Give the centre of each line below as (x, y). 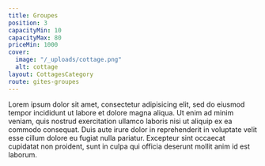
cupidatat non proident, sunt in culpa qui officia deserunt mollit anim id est (129, 146)
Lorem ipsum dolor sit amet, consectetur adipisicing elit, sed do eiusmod (127, 104)
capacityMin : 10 (35, 30)
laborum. (23, 154)
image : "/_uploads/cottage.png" (69, 60)
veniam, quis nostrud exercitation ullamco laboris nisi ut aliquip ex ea (120, 121)
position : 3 (28, 23)
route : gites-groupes (44, 81)
